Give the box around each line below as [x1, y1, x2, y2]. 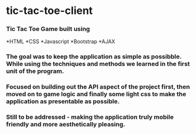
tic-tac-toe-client [6, 4, 93, 17]
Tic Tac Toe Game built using [6, 25, 90, 33]
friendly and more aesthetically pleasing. [6, 121, 126, 129]
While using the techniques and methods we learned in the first [6, 60, 190, 68]
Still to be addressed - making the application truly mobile [6, 113, 174, 121]
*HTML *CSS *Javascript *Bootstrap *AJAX [6, 38, 115, 45]
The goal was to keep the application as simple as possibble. [6, 52, 182, 61]
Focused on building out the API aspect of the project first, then [6, 83, 190, 91]
